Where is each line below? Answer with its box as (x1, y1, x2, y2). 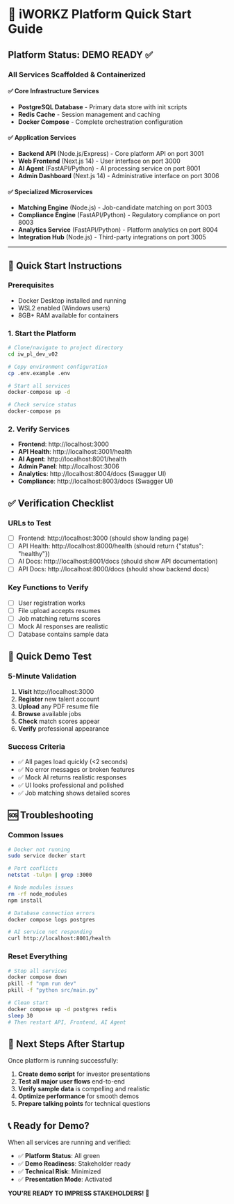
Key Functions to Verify (8, 583, 89, 592)
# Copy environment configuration (8, 363, 108, 370)
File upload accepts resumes (17, 606, 101, 615)
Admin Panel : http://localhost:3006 (17, 462, 120, 470)
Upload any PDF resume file (17, 702, 99, 711)
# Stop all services (8, 967, 68, 974)
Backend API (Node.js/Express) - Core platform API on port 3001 (17, 149, 204, 157)
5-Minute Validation (8, 672, 77, 681)
